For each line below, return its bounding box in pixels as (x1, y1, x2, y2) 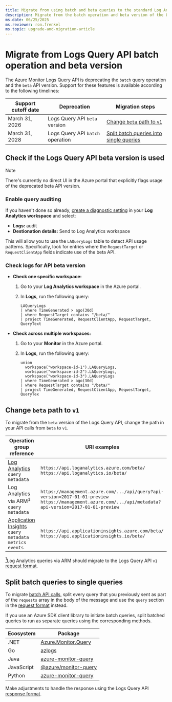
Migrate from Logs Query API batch (5, 49, 159, 61)
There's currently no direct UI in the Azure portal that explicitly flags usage (5, 177, 163, 183)
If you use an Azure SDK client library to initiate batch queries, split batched (5, 613, 165, 619)
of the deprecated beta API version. (5, 183, 81, 189)
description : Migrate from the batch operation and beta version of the (5, 12, 164, 17)
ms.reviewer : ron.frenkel (5, 22, 60, 27)
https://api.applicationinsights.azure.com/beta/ (40, 528, 164, 534)
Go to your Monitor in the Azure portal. (20, 340, 103, 347)
